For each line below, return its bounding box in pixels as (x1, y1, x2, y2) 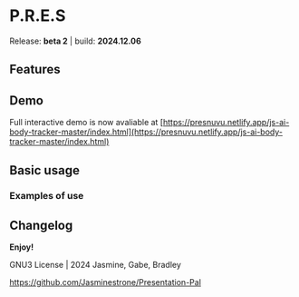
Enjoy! (9, 242, 34, 252)
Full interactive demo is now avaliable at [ (9, 117, 164, 128)
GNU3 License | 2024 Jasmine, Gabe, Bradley (9, 260, 181, 271)
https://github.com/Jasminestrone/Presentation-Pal (9, 277, 202, 288)
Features (9, 62, 61, 77)
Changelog (9, 217, 73, 233)
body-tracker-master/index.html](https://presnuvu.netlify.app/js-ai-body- (9, 126, 284, 137)
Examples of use (9, 190, 84, 203)
